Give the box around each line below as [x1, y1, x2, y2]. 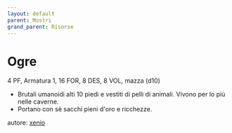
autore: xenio [7, 118, 46, 127]
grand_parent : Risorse [7, 23, 74, 30]
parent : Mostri [7, 17, 52, 24]
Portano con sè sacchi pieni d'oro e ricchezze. [17, 105, 153, 113]
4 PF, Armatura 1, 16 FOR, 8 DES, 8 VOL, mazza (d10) [7, 76, 160, 85]
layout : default [7, 10, 55, 17]
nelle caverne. [17, 97, 59, 106]
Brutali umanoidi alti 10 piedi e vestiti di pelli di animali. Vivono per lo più [17, 90, 226, 99]
